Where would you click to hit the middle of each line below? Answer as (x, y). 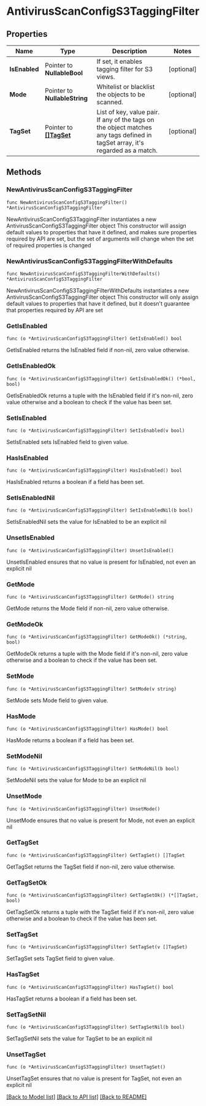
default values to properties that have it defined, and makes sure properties (102, 232)
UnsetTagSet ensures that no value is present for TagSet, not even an (94, 1078)
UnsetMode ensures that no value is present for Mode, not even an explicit (101, 820)
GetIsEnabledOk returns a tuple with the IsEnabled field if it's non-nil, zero (100, 395)
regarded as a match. (127, 150)
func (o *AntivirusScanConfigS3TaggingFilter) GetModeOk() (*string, (97, 637)
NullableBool (64, 73)
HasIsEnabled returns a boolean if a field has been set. (75, 482)
